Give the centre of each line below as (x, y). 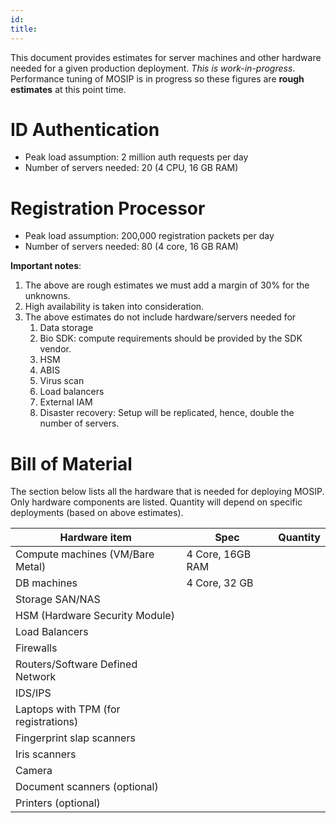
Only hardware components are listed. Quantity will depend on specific (156, 502)
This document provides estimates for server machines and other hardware (166, 57)
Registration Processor (108, 208)
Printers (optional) (58, 803)
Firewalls (36, 648)
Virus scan (62, 381)
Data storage (66, 328)
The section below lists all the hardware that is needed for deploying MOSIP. (167, 492)
